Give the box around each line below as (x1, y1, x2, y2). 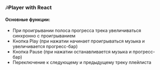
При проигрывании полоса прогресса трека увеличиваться (12, 27, 141, 33)
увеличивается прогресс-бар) (12, 43, 78, 49)
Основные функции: (5, 16, 51, 22)
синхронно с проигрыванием (12, 33, 76, 39)
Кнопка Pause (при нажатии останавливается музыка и (12, 49, 132, 55)
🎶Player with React (5, 4, 52, 11)
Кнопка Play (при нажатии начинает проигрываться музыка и (12, 38, 145, 44)
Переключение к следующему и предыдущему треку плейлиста (12, 59, 151, 65)
